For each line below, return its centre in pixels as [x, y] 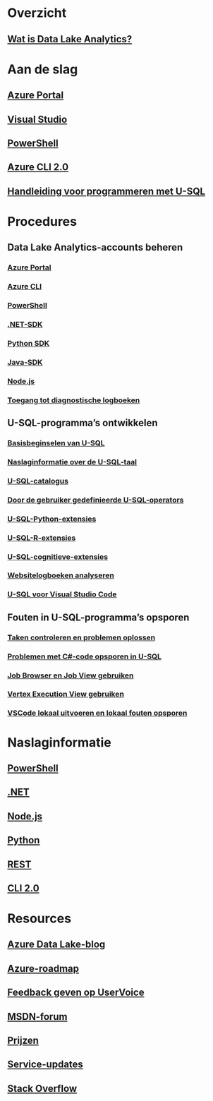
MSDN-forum [37, 1017]
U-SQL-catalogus [38, 481]
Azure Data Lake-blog [56, 945]
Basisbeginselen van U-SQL [56, 443]
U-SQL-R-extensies [42, 538]
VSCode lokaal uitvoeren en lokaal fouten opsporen [97, 713]
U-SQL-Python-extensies [52, 519]
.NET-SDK [25, 324]
